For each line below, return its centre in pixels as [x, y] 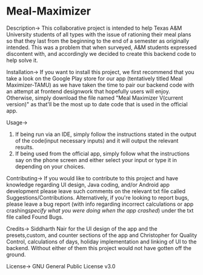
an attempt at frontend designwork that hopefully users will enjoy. [88, 91]
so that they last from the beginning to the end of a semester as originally [98, 41]
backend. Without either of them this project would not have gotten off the [99, 248]
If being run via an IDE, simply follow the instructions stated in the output [106, 134]
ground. [16, 254]
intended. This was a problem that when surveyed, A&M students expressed [101, 47]
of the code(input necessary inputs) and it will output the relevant [97, 140]
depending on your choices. [50, 166]
